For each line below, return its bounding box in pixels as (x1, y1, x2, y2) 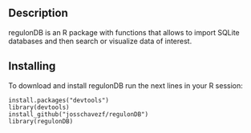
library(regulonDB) (8, 117, 74, 125)
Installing (8, 59, 56, 73)
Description (8, 6, 68, 20)
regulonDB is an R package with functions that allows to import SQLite (8, 27, 241, 37)
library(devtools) (8, 103, 70, 111)
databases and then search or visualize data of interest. (8, 36, 192, 46)
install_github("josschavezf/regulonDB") (8, 110, 149, 119)
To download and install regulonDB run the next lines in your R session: (8, 80, 243, 91)
